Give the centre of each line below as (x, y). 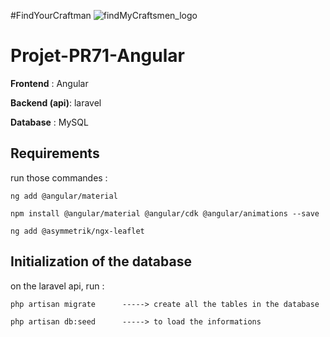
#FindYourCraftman (51, 15)
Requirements (55, 153)
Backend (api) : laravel (56, 102)
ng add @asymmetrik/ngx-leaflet (77, 231)
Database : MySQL (49, 122)
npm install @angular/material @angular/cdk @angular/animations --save (165, 213)
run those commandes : (59, 177)
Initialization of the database (101, 261)
